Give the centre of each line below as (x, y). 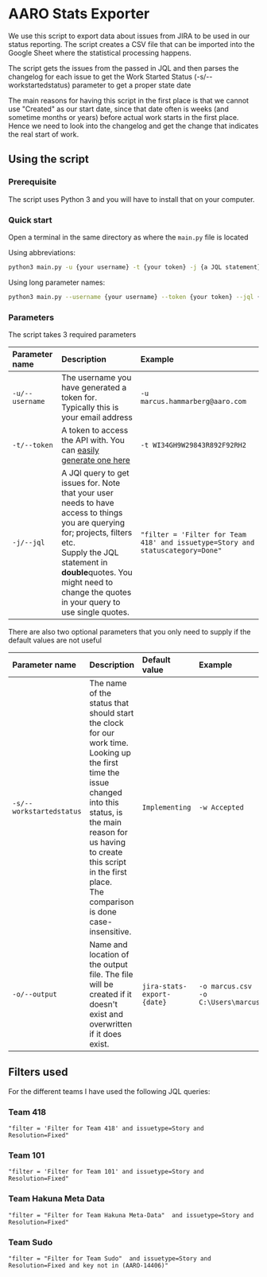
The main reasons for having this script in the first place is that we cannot (128, 100)
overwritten (111, 1024)
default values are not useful (55, 640)
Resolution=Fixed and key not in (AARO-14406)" (89, 1265)
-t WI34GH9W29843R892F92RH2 (193, 445)
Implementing (166, 807)
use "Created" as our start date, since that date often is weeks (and (118, 109)
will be (101, 984)
